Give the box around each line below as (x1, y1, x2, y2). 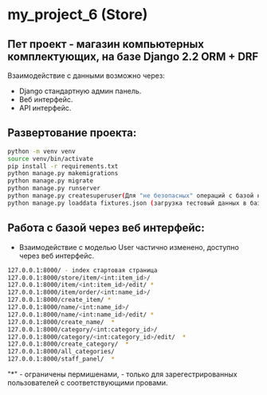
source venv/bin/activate (7, 154, 93, 162)
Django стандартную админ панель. (18, 86, 142, 96)
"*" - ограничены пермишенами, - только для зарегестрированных (7, 370, 238, 379)
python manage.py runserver (7, 185, 101, 193)
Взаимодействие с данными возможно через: (7, 71, 165, 80)
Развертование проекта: (7, 126, 137, 140)
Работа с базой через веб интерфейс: (7, 221, 205, 235)
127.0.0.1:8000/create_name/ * (7, 318, 115, 326)
